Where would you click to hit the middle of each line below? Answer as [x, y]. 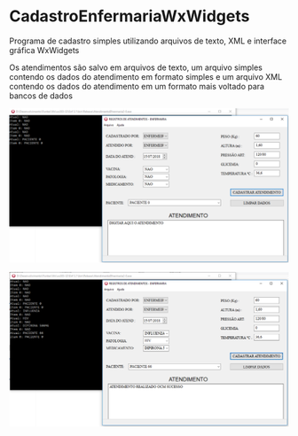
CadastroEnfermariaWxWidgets [129, 16]
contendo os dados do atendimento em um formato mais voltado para [137, 86]
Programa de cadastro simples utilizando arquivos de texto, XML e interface [148, 41]
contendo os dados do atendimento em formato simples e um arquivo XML [146, 76]
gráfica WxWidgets [44, 50]
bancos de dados [41, 96]
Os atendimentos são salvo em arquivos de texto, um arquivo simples [136, 67]
